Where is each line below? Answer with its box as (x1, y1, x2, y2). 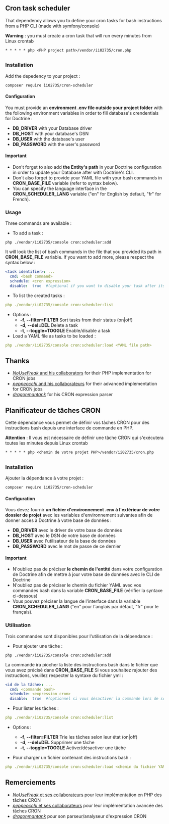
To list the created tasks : (12, 293, 65, 299)
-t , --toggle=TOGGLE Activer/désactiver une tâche (20, 745, 126, 751)
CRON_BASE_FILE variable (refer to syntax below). (12, 180, 119, 186)
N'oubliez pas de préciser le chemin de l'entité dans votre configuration (12, 566, 162, 572)
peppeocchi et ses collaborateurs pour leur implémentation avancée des (12, 802, 163, 808)
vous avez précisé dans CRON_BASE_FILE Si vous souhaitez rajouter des (5, 667, 157, 673)
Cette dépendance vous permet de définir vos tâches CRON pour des (5, 419, 150, 426)
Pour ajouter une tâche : (12, 643, 63, 649)
